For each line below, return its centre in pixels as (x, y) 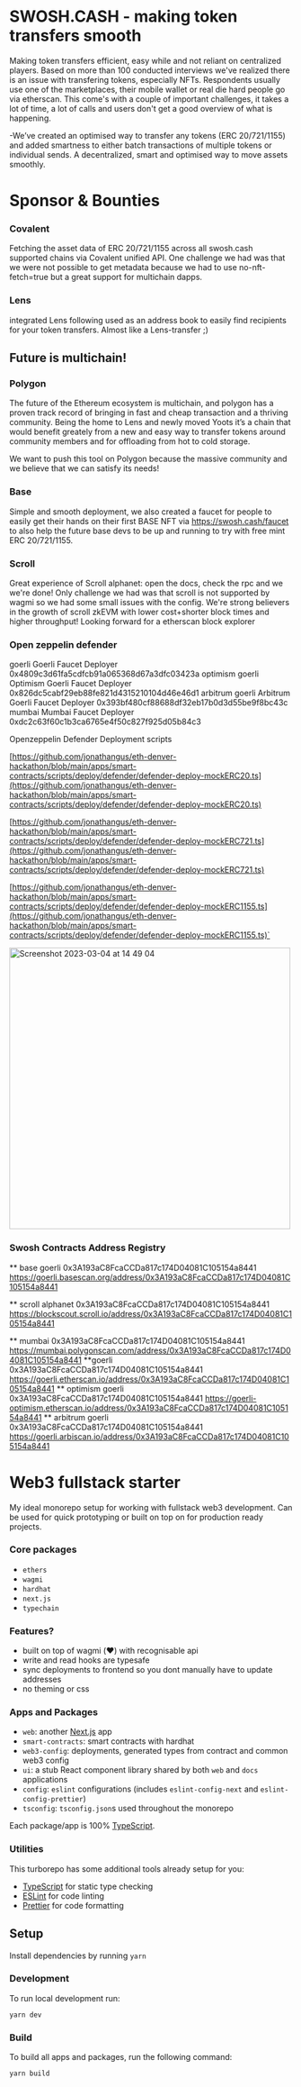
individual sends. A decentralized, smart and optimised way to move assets (149, 154)
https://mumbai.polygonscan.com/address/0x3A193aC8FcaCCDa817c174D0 (150, 1350)
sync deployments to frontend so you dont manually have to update (147, 1670)
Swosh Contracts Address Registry (88, 1248)
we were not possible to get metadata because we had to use (124, 268)
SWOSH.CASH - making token (124, 17)
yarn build (30, 2073)
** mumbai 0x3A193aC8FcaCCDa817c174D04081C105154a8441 (127, 1340)
